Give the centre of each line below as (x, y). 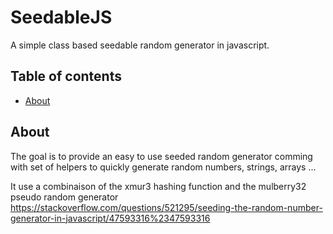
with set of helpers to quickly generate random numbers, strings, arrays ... (163, 167)
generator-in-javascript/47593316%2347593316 (110, 218)
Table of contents (66, 76)
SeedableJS (61, 17)
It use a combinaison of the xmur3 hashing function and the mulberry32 (158, 186)
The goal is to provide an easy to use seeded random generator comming (161, 156)
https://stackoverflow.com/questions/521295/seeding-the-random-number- (166, 207)
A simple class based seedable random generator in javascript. (140, 45)
